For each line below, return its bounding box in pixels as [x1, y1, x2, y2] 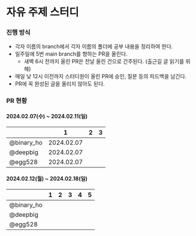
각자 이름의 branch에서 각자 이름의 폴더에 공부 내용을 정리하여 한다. [14, 43, 173, 50]
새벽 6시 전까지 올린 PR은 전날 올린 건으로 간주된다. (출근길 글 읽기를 [23, 58, 185, 65]
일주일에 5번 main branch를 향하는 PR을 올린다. [14, 50, 128, 57]
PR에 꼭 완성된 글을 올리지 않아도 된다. [14, 80, 105, 87]
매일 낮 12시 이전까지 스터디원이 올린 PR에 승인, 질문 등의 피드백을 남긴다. [14, 73, 187, 80]
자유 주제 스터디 [6, 5, 79, 19]
